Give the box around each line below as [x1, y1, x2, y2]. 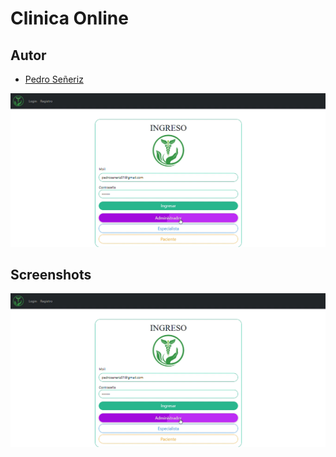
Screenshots [10, 266, 92, 283]
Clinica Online [10, 7, 129, 30]
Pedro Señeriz [24, 73, 84, 85]
